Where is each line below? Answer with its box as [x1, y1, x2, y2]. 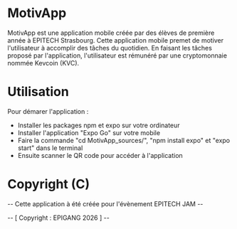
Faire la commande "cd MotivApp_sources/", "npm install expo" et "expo [17, 136, 231, 144]
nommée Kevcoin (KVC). [7, 58, 80, 67]
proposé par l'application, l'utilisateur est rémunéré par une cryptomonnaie [7, 51, 228, 60]
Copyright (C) [7, 176, 90, 193]
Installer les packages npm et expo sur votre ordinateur [17, 121, 180, 129]
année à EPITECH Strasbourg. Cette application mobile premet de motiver [7, 36, 224, 44]
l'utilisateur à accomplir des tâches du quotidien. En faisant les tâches [7, 43, 212, 52]
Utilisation [7, 84, 69, 100]
